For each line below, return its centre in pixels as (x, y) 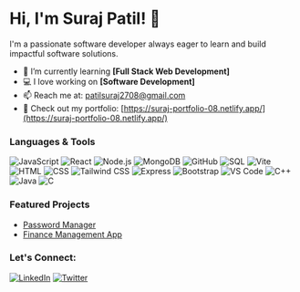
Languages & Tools (52, 141)
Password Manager (59, 224)
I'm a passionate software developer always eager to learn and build (138, 44)
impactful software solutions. (64, 53)
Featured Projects (50, 204)
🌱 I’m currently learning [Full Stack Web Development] (126, 71)
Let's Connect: (43, 257)
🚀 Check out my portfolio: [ (73, 108)
